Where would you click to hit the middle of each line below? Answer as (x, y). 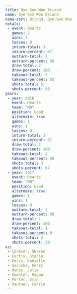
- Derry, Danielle (26, 261)
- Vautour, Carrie (26, 284)
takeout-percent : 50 (33, 158)
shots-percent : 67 (31, 168)
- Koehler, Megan (25, 275)
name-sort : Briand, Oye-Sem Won (38, 19)
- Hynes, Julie (23, 270)
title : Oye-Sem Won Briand (33, 10)
